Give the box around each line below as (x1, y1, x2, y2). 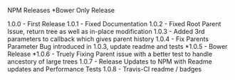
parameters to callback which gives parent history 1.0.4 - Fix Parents (7, 35, 209, 43)
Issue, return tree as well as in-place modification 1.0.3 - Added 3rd (7, 28, 205, 35)
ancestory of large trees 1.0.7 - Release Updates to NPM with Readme (7, 57, 212, 66)
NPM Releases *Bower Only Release (7, 6, 115, 14)
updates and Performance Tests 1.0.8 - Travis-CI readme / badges (7, 65, 202, 73)
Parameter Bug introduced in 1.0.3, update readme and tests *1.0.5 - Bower (7, 42, 228, 50)
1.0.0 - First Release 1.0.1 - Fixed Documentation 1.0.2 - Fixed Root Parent (7, 20, 221, 28)
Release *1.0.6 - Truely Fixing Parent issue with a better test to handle (7, 50, 212, 58)
